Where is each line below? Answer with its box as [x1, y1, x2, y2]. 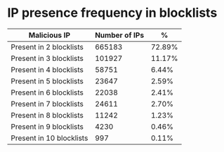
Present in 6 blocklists [11, 88, 84, 97]
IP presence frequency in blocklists [7, 5, 218, 21]
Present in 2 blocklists [11, 42, 84, 52]
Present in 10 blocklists [11, 133, 88, 143]
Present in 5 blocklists [11, 76, 84, 85]
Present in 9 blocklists [11, 121, 84, 131]
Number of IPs [94, 30, 145, 40]
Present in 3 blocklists [11, 53, 84, 63]
